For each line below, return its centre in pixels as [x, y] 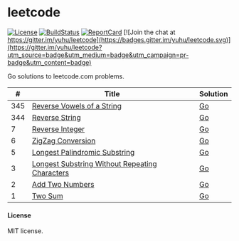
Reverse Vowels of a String [77, 106]
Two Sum [47, 195]
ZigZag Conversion [64, 140]
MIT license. [26, 231]
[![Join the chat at [149, 32]
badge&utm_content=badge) [49, 62]
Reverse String [57, 117]
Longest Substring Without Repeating [95, 163]
